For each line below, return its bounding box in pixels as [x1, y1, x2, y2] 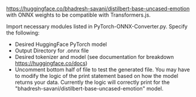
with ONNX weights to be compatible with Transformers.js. [6, 11, 151, 18]
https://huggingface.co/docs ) [14, 60, 88, 67]
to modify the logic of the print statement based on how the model [14, 73, 178, 79]
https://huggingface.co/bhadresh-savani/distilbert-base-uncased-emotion [6, 5, 190, 12]
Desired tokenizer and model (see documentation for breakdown [14, 54, 174, 60]
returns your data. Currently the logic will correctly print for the [14, 79, 170, 86]
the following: [6, 29, 40, 36]
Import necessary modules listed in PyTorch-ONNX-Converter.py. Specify [6, 23, 188, 30]
